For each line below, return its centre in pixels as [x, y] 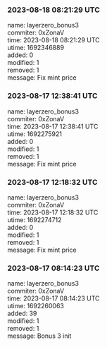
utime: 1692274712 [34, 219]
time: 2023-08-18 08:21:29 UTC [53, 40]
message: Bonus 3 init [39, 336]
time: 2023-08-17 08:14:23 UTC [53, 298]
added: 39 [22, 313]
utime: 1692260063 [36, 306]
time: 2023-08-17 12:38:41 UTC [53, 126]
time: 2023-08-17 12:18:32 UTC [53, 212]
